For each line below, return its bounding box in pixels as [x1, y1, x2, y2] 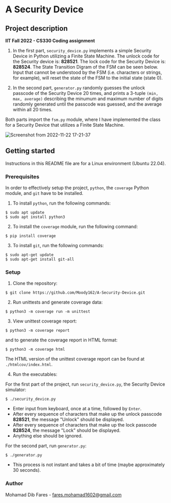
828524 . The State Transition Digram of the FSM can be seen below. [12, 64, 159, 70]
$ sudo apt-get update [5, 252, 54, 257]
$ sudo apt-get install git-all [5, 257, 74, 262]
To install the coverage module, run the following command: [12, 224, 138, 230]
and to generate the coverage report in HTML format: [5, 337, 118, 343]
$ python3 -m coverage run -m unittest [5, 309, 91, 314]
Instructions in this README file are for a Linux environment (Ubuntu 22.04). [5, 160, 166, 166]
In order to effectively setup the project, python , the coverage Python [5, 185, 149, 191]
